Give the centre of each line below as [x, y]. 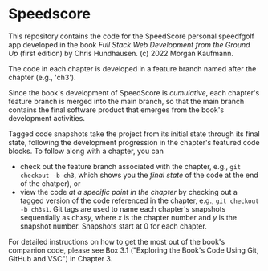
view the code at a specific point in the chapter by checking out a [129, 192]
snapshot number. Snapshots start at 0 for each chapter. [113, 226]
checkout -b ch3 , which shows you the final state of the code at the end [139, 175]
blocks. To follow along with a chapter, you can [86, 151]
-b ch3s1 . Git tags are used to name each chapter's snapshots [123, 208]
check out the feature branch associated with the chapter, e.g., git [130, 166]
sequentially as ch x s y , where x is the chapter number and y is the [128, 217]
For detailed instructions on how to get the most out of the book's [117, 241]
